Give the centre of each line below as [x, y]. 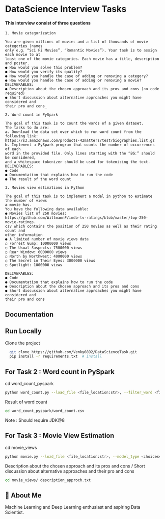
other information [24, 235]
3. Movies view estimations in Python [45, 188]
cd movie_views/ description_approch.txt [48, 480]
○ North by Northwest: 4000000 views [44, 257]
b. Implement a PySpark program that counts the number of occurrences [80, 145]
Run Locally [23, 331]
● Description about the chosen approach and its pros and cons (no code [82, 89]
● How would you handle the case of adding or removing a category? [77, 76]
